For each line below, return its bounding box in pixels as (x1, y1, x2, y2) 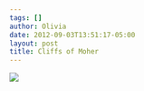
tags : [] (9, 13, 43, 23)
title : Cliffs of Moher (9, 47, 100, 56)
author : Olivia (9, 22, 67, 31)
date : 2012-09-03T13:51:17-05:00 (9, 30, 136, 39)
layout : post (9, 38, 59, 48)
